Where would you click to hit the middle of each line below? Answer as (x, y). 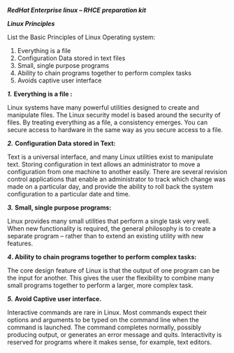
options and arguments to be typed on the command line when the (103, 320)
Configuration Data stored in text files (71, 58)
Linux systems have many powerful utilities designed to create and (103, 107)
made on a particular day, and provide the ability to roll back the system (110, 187)
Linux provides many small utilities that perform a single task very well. (109, 221)
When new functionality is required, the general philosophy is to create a (112, 229)
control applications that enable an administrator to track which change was (116, 179)
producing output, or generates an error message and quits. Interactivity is (115, 334)
